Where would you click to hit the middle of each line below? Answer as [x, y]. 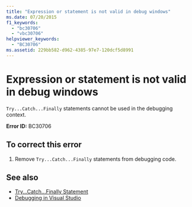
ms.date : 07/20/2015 [32, 17]
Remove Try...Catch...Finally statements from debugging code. [95, 159]
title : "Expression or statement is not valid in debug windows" [88, 12]
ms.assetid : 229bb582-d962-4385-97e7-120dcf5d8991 [70, 50]
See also [22, 177]
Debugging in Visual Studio [48, 198]
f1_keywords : [22, 22]
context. [16, 114]
